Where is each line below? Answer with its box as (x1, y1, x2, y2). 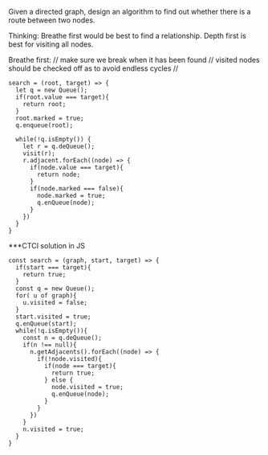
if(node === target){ (43, 362, 116, 370)
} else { (43, 376, 74, 384)
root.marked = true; (15, 114, 84, 122)
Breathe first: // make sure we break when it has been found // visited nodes (8, 55, 261, 64)
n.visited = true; (22, 425, 84, 433)
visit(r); (22, 150, 56, 158)
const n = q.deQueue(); (22, 334, 103, 342)
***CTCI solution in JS (8, 241, 86, 250)
